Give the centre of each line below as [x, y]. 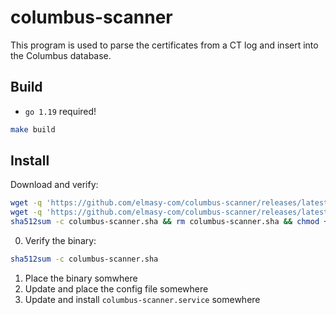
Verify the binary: [60, 241]
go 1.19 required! [60, 111]
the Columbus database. [61, 55]
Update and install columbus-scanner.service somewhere [142, 299]
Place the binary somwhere [81, 278]
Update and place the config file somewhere [116, 288]
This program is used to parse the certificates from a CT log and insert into [164, 45]
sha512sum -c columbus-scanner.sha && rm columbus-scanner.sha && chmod [165, 222]
